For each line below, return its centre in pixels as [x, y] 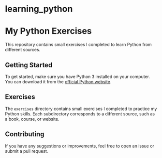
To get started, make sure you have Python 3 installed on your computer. [78, 77]
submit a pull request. [27, 151]
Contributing [25, 134]
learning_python [39, 9]
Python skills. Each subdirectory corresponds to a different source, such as [80, 114]
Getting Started [29, 65]
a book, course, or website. [32, 119]
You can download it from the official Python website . [58, 81]
